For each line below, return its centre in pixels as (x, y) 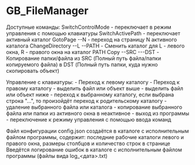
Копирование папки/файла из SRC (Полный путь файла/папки (84, 58)
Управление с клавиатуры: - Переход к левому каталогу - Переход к (93, 82)
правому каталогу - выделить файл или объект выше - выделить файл (95, 88)
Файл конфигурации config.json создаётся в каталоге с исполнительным (97, 131)
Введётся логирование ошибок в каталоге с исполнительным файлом (94, 149)
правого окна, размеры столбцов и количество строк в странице (88, 143)
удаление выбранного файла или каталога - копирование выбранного (94, 107)
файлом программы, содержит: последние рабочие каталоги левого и (95, 137)
